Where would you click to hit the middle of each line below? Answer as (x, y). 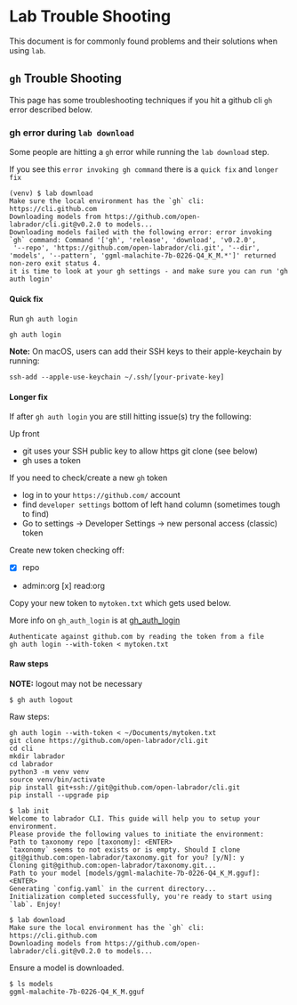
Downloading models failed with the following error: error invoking (141, 233)
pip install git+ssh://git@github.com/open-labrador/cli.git (125, 787)
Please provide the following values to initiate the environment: (137, 834)
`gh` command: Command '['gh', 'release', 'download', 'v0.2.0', (132, 241)
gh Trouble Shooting (66, 79)
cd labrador (31, 764)
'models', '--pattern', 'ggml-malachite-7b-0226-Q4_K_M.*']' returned (143, 256)
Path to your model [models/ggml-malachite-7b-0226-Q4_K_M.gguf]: (135, 873)
